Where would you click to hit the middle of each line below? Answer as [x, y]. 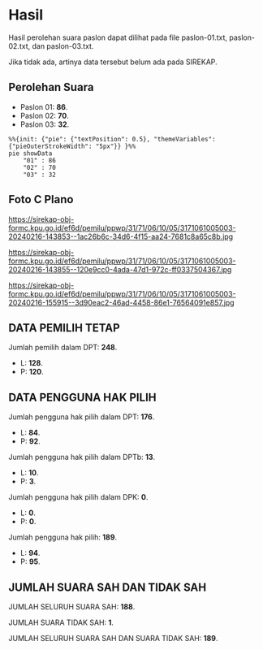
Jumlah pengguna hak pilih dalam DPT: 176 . [82, 417]
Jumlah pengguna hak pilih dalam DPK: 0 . [78, 497]
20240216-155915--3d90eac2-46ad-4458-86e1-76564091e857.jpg [121, 302]
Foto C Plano [41, 199]
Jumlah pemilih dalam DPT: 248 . [63, 348]
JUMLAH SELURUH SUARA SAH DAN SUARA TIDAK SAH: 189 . [113, 638]
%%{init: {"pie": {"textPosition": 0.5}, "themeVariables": [112, 139]
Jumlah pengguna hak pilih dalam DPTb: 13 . [82, 457]
